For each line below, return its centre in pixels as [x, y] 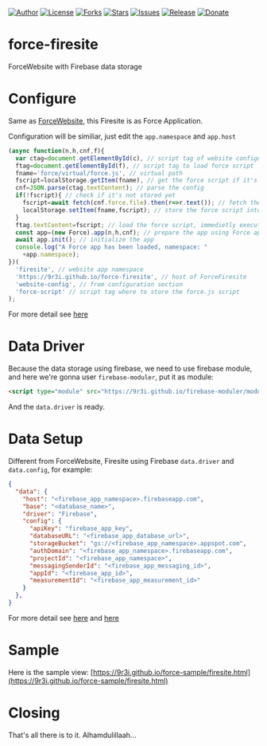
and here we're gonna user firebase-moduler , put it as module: [111, 377]
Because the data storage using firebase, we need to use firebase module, [130, 369]
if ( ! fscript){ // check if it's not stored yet [96, 195]
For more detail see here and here [64, 618]
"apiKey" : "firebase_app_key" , [81, 529]
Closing [34, 713]
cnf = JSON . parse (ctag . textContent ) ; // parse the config [110, 188]
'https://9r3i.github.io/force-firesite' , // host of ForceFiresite [131, 277]
